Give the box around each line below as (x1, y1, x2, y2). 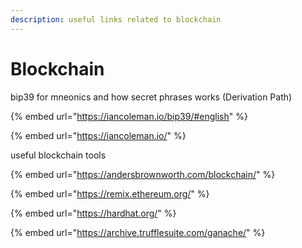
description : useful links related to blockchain (10, 14, 222, 25)
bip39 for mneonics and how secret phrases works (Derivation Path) (10, 91, 293, 103)
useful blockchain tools (10, 149, 107, 161)
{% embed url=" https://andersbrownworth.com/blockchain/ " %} (10, 168, 276, 180)
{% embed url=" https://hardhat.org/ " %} (10, 207, 177, 219)
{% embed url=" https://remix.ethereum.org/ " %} (10, 187, 210, 200)
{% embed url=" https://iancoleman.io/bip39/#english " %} (10, 110, 248, 122)
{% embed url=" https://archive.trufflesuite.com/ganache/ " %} (10, 226, 266, 238)
